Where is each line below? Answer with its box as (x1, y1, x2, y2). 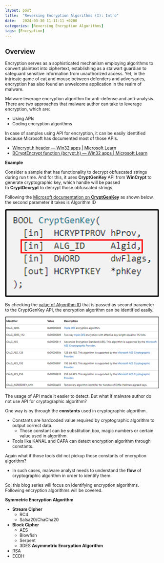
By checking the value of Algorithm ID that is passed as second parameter (5, 301, 155, 308)
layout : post (5, 8, 32, 13)
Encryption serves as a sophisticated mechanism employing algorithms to (5, 60, 154, 66)
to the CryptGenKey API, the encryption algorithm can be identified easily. (5, 307, 154, 313)
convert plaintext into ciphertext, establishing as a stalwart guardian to (5, 65, 147, 71)
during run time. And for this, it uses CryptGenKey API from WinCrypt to (5, 174, 152, 180)
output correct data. (12, 423, 53, 428)
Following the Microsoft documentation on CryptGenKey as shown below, (5, 194, 154, 200)
